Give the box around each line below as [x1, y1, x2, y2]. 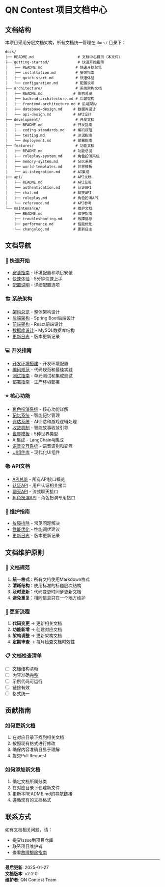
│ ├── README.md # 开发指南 [5, 122, 92, 127]
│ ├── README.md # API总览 [5, 180, 92, 185]
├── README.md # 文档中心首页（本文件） [5, 55, 123, 59]
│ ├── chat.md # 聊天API [5, 190, 92, 195]
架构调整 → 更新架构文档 [12, 632, 62, 639]
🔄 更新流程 [5, 608, 30, 615]
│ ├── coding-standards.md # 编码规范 [5, 128, 92, 133]
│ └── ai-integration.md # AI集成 [5, 170, 90, 174]
